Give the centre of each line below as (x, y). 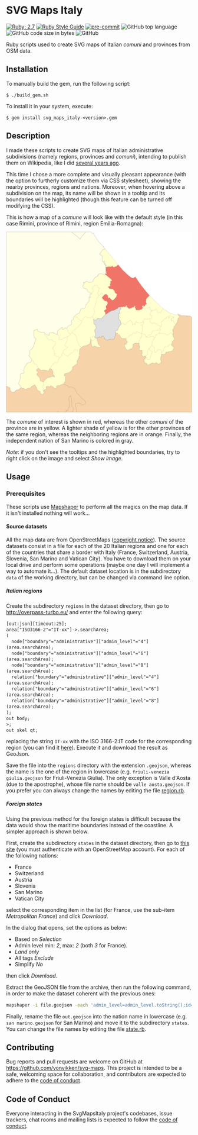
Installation (27, 70)
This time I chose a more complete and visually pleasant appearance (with (96, 174)
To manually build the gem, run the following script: (68, 83)
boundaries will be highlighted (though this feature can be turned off (89, 199)
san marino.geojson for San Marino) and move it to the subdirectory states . (98, 1023)
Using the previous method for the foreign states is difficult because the (93, 819)
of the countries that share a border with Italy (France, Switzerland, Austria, (98, 552)
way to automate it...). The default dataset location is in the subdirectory (94, 571)
